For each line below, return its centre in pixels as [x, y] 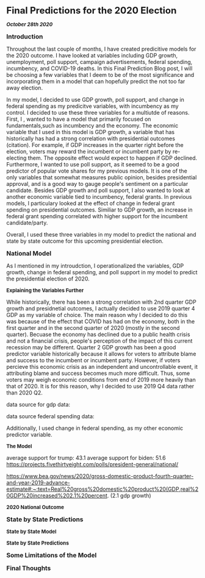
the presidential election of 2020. [48, 279]
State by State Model [31, 531]
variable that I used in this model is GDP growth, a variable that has [91, 132]
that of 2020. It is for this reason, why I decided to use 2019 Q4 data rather [100, 386]
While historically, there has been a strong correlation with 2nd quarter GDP [101, 302]
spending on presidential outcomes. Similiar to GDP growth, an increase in [99, 210]
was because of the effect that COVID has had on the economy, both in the [101, 321]
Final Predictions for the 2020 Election [92, 11]
